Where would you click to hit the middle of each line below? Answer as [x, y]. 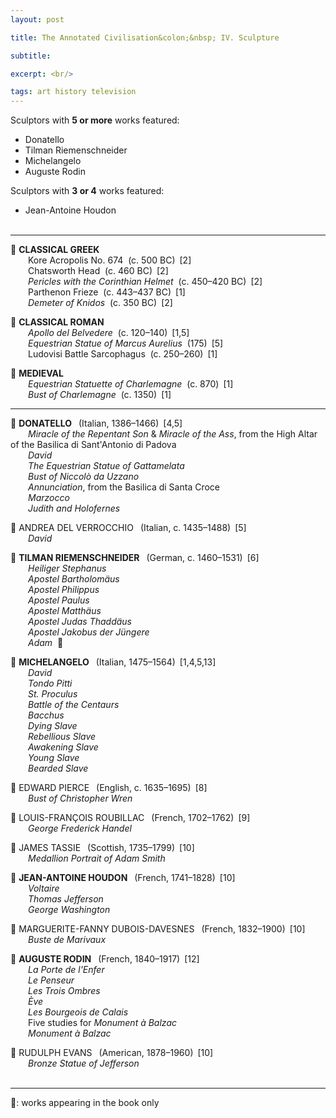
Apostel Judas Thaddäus [80, 622]
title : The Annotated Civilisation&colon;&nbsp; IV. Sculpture [145, 37]
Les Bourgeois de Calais [78, 1012]
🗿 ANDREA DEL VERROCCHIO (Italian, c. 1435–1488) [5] [128, 528]
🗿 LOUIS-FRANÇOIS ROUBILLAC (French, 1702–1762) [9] [130, 818]
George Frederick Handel [80, 828]
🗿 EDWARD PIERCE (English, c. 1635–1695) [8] [109, 788]
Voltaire [44, 888]
